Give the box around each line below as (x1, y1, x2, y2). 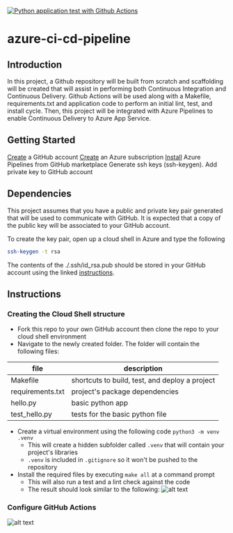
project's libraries (27, 448, 79, 456)
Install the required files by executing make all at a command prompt (17, 470, 215, 479)
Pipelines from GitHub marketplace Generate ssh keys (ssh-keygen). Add (7, 160, 218, 169)
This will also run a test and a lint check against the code (27, 478, 191, 486)
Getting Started (7, 134, 76, 146)
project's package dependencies (71, 387, 179, 396)
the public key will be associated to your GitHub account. (7, 221, 171, 229)
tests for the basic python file (71, 410, 167, 419)
